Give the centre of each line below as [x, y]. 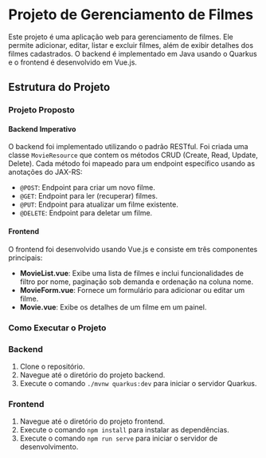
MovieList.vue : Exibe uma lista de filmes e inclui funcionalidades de [132, 273]
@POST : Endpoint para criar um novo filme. [87, 188]
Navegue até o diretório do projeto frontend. [92, 421]
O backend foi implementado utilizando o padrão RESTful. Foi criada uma [128, 147]
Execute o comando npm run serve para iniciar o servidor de [119, 438]
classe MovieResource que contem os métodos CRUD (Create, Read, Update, [133, 155]
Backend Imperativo [42, 128]
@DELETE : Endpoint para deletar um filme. [86, 213]
